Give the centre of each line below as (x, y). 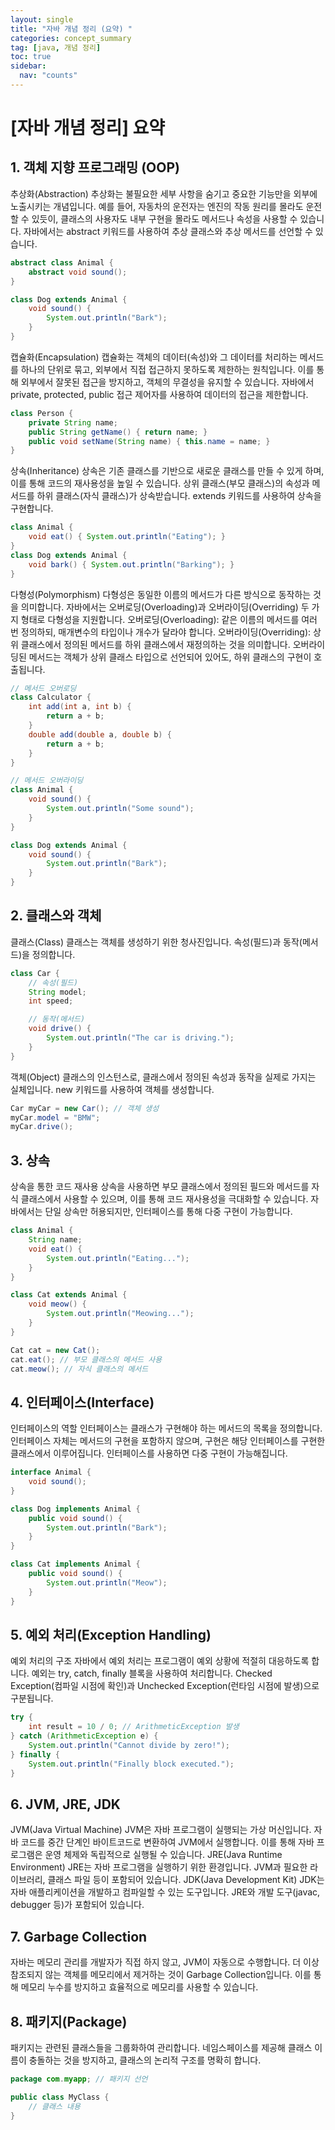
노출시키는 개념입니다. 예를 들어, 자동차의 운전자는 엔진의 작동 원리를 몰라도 (157, 206)
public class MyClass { (60, 2097)
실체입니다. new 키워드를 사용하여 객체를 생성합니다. (112, 1089)
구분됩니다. (32, 1698)
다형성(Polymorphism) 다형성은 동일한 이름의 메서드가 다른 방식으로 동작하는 (161, 594)
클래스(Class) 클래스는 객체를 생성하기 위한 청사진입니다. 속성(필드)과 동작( (156, 942)
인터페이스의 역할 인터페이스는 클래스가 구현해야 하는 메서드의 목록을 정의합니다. (166, 1428)
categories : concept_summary (71, 38)
